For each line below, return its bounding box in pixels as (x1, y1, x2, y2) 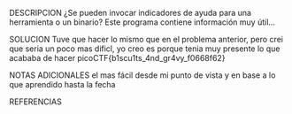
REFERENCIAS (9, 96, 62, 107)
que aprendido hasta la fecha (9, 80, 116, 89)
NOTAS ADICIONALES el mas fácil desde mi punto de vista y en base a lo (9, 70, 276, 80)
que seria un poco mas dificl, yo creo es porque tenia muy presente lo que (9, 43, 280, 54)
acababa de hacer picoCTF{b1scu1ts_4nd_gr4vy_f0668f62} (9, 53, 226, 63)
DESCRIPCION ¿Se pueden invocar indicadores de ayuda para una (9, 8, 252, 18)
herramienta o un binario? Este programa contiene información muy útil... (9, 17, 276, 27)
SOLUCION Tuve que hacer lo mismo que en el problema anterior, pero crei (9, 34, 283, 44)
